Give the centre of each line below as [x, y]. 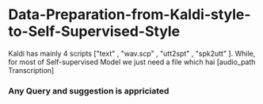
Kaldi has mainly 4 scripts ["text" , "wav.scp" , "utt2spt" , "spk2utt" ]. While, [132, 53]
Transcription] [31, 70]
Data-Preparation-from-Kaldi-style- [130, 15]
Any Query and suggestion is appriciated [89, 91]
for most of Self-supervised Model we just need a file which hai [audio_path [132, 62]
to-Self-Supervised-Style [94, 31]
